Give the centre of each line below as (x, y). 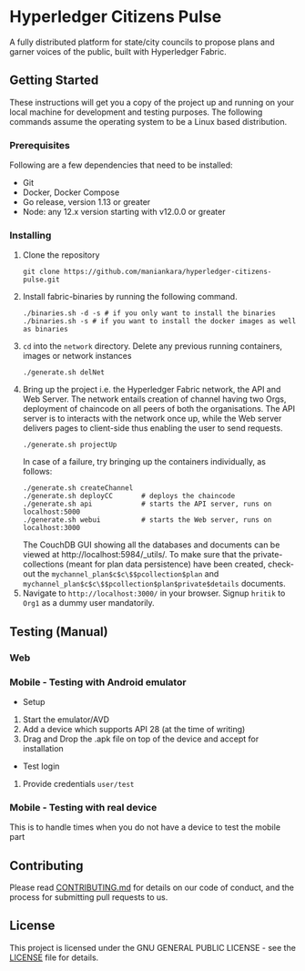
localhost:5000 (51, 512)
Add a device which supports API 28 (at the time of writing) (134, 729)
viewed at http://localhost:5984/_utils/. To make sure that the (137, 555)
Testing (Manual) (59, 632)
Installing (30, 235)
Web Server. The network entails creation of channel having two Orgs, (154, 399)
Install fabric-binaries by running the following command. (130, 297)
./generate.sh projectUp (70, 445)
